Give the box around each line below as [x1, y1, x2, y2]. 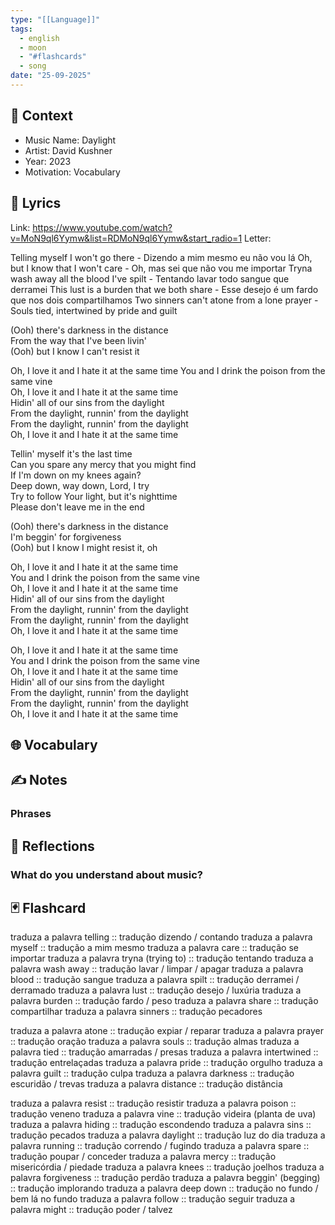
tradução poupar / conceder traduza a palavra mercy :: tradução [10, 1151, 277, 1163]
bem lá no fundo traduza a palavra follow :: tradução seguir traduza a [10, 1193, 296, 1205]
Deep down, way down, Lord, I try [10, 479, 150, 491]
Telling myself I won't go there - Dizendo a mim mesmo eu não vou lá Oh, [10, 251, 313, 263]
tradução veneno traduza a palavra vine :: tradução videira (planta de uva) [10, 1108, 317, 1120]
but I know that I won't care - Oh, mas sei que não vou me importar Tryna [10, 262, 313, 274]
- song [19, 61, 47, 71]
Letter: [244, 232, 272, 244]
